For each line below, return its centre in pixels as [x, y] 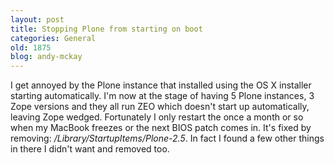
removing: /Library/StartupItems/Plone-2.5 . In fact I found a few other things [167, 138]
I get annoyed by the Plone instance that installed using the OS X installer [161, 85]
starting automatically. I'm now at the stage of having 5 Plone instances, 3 [162, 96]
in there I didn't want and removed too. [90, 149]
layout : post [37, 19]
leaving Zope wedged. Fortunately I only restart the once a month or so [157, 117]
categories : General [53, 38]
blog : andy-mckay [46, 57]
